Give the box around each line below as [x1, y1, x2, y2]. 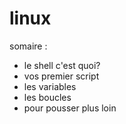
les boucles [23, 91, 72, 103]
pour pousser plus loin [23, 102, 117, 114]
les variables [23, 80, 77, 92]
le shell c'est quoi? [23, 59, 101, 71]
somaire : [9, 40, 48, 52]
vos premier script [23, 70, 100, 82]
